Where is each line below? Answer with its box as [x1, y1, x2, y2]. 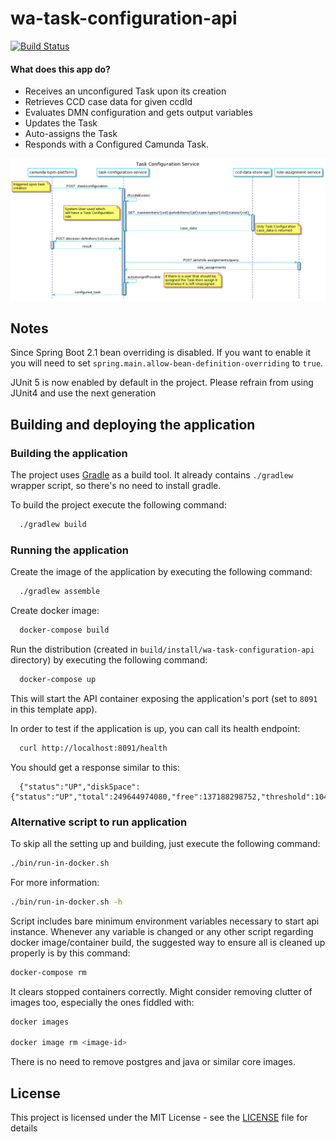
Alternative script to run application [10, 815, 188, 829]
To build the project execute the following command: [10, 499, 227, 511]
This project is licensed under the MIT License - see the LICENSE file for [10, 1112, 308, 1124]
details [10, 1122, 38, 1134]
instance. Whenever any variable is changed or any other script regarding [10, 925, 314, 937]
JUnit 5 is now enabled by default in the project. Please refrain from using [10, 377, 314, 389]
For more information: [10, 876, 100, 888]
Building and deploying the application [10, 416, 256, 433]
